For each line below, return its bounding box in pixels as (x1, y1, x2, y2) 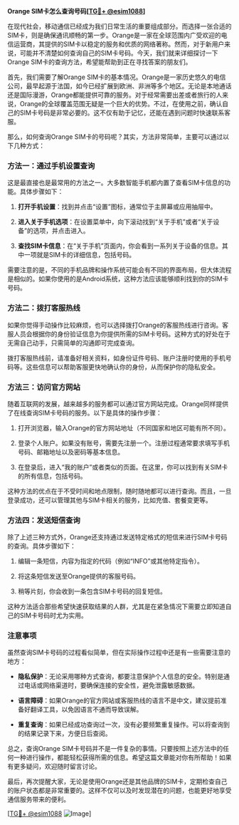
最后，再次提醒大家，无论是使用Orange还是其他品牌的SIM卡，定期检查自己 (7, 777, 228, 786)
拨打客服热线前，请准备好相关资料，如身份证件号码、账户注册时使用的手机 (7, 353, 225, 362)
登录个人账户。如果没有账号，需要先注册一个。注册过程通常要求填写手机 (17, 438, 230, 447)
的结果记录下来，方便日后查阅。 (17, 730, 112, 738)
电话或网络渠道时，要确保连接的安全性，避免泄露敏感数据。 (23, 681, 199, 690)
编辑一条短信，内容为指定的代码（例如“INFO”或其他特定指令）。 (17, 557, 204, 566)
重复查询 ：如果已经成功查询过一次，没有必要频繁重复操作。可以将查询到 (17, 720, 230, 729)
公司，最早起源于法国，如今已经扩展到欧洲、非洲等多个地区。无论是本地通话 (7, 82, 232, 90)
